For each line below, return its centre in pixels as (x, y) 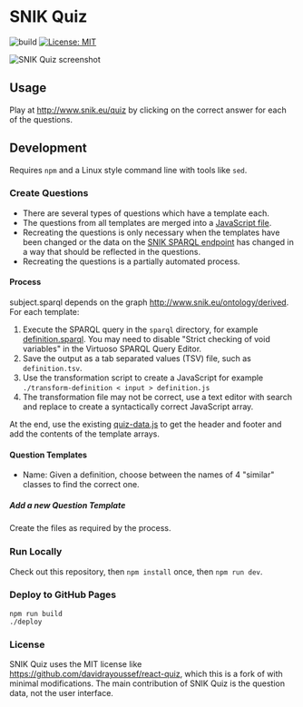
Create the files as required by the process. (90, 528)
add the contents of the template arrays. (85, 434)
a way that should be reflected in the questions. (112, 251)
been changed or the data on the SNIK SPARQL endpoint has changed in (158, 241)
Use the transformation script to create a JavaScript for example (143, 378)
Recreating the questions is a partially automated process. (131, 261)
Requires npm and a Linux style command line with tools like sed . (128, 170)
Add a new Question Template (68, 505)
